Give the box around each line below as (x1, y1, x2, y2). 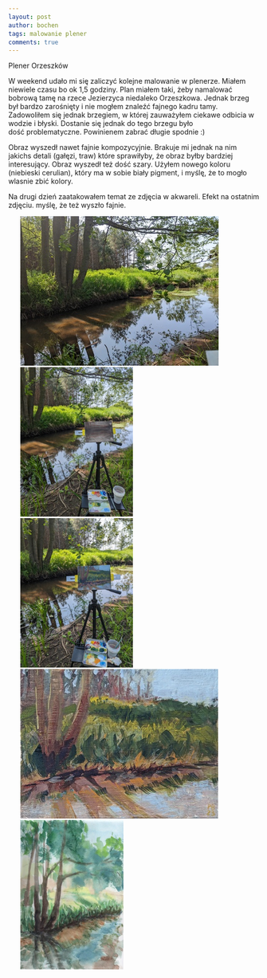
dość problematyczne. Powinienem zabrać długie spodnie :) (8, 128, 206, 137)
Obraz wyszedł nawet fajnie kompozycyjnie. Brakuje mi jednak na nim (8, 143, 238, 152)
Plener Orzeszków (8, 61, 69, 71)
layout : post (8, 13, 52, 21)
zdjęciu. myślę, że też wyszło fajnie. (8, 200, 127, 210)
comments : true (8, 38, 59, 46)
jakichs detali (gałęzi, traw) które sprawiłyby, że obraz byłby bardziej (8, 151, 234, 161)
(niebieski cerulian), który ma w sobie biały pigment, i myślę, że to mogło (8, 168, 247, 178)
